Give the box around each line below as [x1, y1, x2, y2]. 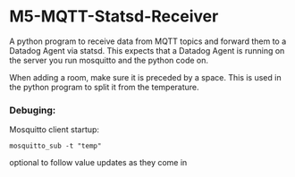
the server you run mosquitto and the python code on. [9, 55, 208, 65]
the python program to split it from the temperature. [9, 81, 199, 92]
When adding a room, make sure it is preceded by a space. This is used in [9, 72, 282, 82]
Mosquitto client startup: [9, 124, 100, 135]
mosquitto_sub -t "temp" [9, 141, 102, 151]
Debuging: [9, 104, 56, 116]
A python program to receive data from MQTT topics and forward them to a [9, 36, 287, 46]
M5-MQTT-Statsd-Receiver [9, 6, 219, 27]
